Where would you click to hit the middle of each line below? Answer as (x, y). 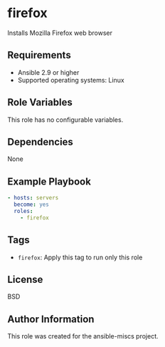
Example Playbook (49, 181)
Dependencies (40, 141)
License (25, 279)
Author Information (51, 319)
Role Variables (40, 102)
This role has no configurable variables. (65, 120)
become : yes (32, 204)
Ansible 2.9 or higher (48, 72)
